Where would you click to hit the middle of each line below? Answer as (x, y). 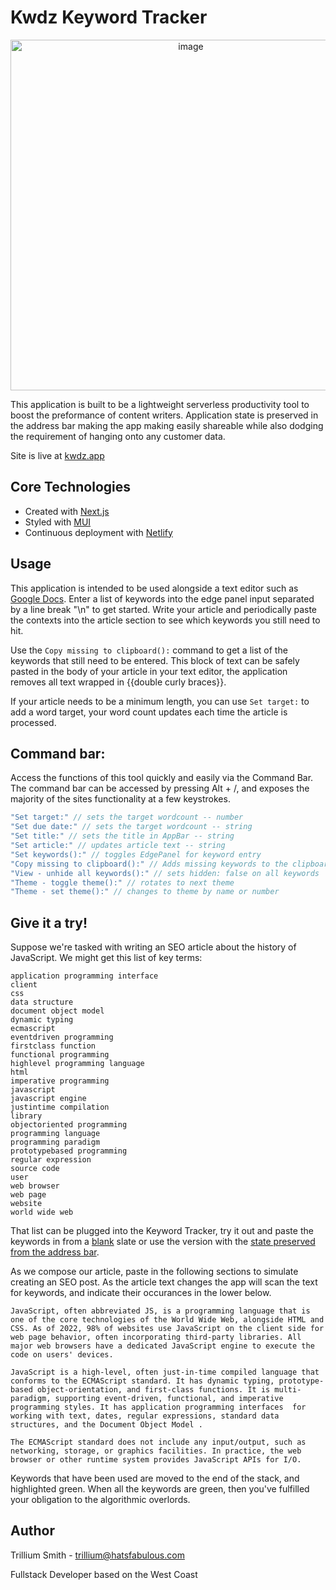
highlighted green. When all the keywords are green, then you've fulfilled (160, 1489)
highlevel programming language (77, 1064)
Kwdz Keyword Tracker (109, 17)
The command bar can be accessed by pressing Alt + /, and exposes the (160, 788)
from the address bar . (55, 1252)
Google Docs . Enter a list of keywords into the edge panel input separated (162, 598)
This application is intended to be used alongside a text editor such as (154, 588)
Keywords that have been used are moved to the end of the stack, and (155, 1478)
